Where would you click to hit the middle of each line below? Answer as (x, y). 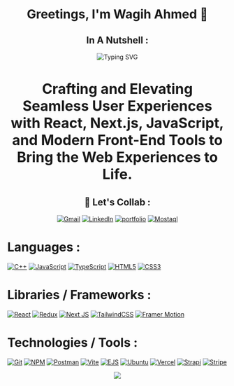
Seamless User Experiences (117, 106)
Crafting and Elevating (117, 89)
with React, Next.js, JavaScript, (117, 123)
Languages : (44, 247)
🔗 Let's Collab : (117, 202)
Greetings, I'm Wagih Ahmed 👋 (117, 14)
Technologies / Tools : (73, 343)
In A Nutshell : (117, 40)
